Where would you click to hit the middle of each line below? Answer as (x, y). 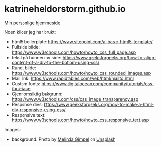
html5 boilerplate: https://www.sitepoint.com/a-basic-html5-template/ (82, 42)
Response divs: (27, 104)
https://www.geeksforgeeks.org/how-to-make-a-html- (99, 104)
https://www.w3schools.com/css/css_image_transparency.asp (75, 99)
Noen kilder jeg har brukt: (30, 32)
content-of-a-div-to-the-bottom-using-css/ (56, 62)
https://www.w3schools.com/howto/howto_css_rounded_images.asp (81, 73)
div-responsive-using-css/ (38, 110)
